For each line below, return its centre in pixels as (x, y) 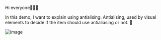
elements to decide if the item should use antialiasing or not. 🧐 (69, 22)
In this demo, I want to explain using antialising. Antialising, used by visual (81, 17)
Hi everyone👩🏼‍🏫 (22, 8)
